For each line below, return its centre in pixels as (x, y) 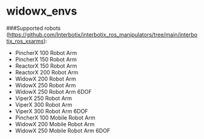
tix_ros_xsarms (25, 41)
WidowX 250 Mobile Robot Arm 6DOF (63, 130)
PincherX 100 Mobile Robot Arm (55, 118)
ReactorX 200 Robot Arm (47, 72)
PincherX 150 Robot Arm (46, 59)
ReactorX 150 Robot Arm (46, 66)
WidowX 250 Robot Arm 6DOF (54, 91)
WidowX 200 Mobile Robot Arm (55, 124)
